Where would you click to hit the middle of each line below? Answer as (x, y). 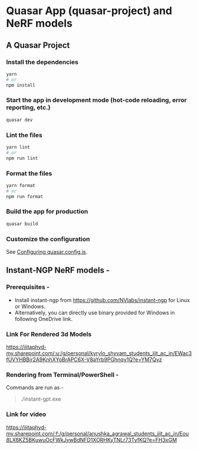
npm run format (25, 196)
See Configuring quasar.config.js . (47, 251)
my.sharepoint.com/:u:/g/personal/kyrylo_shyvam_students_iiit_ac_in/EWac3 (99, 353)
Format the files (29, 173)
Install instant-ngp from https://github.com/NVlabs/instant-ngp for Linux (102, 300)
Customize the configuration (48, 239)
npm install (21, 85)
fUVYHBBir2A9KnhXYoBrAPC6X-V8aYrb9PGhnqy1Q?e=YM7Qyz (84, 359)
